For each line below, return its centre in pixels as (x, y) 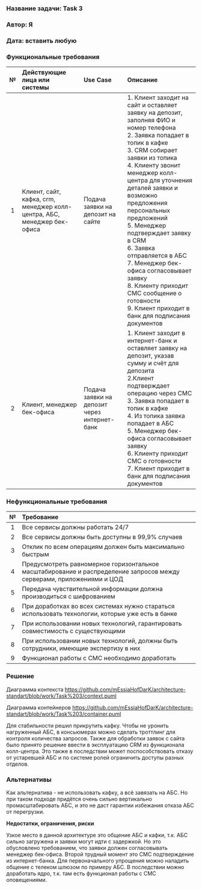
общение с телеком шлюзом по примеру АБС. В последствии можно (95, 867)
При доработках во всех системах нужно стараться (98, 606)
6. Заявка (141, 248)
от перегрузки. (26, 811)
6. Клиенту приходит (158, 454)
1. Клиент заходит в (156, 333)
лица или (36, 80)
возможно (142, 196)
